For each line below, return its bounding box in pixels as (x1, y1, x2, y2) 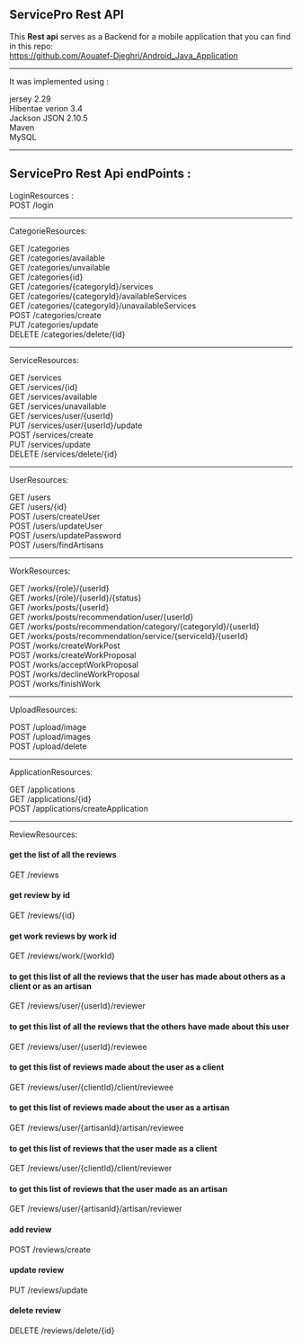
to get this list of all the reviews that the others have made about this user (9, 1021, 289, 1032)
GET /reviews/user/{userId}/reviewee (9, 1041, 147, 1052)
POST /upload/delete (9, 741, 87, 752)
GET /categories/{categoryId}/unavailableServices (9, 300, 197, 311)
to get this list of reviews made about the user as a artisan (9, 1102, 230, 1113)
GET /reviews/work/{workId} (9, 950, 115, 961)
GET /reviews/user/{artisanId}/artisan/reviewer (9, 1204, 182, 1215)
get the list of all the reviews (9, 850, 117, 860)
